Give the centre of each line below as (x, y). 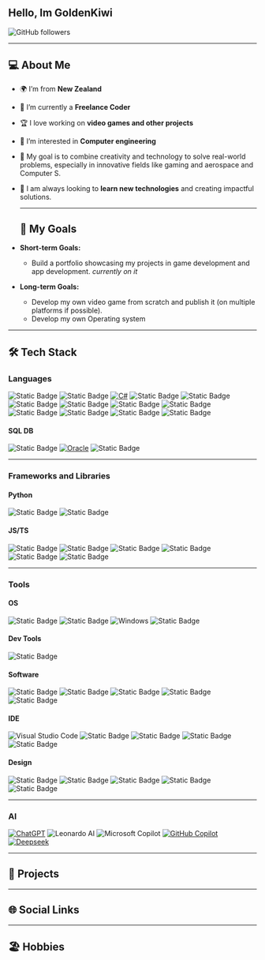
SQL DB (21, 430)
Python (21, 495)
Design (20, 762)
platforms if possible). (67, 310)
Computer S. (40, 173)
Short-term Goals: (50, 248)
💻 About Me (39, 65)
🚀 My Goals (48, 229)
